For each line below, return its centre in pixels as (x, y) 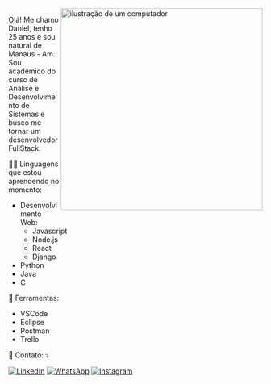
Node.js (45, 240)
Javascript (50, 231)
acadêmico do (32, 71)
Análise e (24, 88)
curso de (23, 79)
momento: (25, 190)
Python (32, 265)
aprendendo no (34, 181)
